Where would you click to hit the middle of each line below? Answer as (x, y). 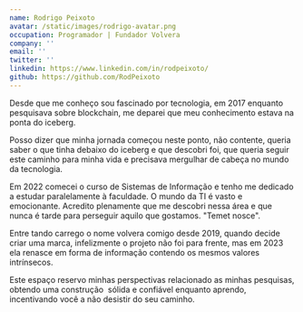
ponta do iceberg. (43, 122)
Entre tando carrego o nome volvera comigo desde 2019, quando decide (145, 233)
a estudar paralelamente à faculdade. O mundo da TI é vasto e (126, 196)
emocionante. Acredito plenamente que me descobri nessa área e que (141, 206)
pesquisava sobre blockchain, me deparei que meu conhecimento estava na (152, 112)
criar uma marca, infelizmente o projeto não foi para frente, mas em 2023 (147, 243)
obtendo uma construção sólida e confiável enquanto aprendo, (128, 289)
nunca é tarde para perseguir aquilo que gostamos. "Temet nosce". (135, 216)
